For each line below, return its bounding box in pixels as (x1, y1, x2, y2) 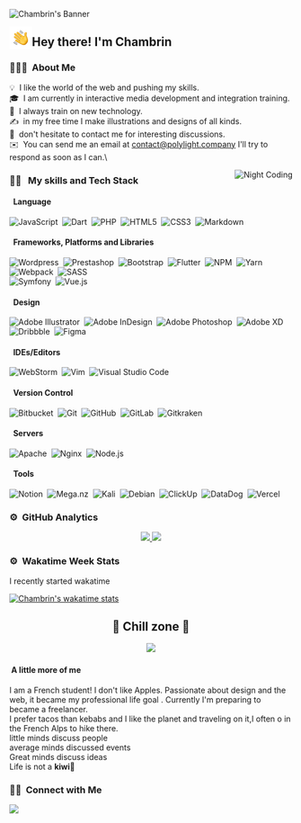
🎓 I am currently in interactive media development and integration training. (9, 93, 290, 103)
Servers (13, 428, 44, 439)
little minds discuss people (9, 732, 108, 743)
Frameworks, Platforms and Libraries (13, 237, 155, 247)
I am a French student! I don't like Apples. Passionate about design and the (9, 684, 287, 695)
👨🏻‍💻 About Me (9, 61, 76, 74)
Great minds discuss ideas (9, 751, 108, 762)
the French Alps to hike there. (9, 722, 119, 733)
